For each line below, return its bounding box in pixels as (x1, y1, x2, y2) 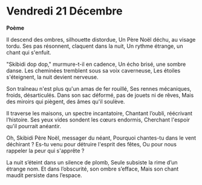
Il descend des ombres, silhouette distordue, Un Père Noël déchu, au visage (6, 36, 196, 43)
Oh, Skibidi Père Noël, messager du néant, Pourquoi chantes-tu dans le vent (6, 134, 197, 141)
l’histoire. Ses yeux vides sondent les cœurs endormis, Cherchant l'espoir (6, 116, 191, 123)
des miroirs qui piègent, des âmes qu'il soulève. (6, 98, 125, 105)
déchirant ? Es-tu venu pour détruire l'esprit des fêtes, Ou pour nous (6, 140, 177, 148)
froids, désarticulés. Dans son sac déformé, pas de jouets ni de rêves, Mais (6, 91, 194, 99)
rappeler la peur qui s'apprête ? (6, 147, 85, 154)
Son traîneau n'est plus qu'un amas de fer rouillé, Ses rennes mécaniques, (6, 85, 192, 92)
